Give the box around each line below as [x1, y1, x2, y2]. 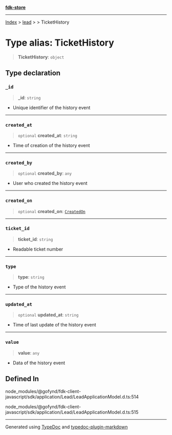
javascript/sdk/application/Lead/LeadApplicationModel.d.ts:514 [5, 393, 139, 400]
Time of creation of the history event [12, 142, 91, 148]
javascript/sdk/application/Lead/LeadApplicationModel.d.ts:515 [5, 409, 139, 415]
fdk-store [5, 5, 26, 10]
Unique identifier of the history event [12, 105, 91, 111]
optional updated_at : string [17, 312, 79, 318]
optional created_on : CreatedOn [17, 208, 86, 214]
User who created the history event [12, 180, 88, 187]
